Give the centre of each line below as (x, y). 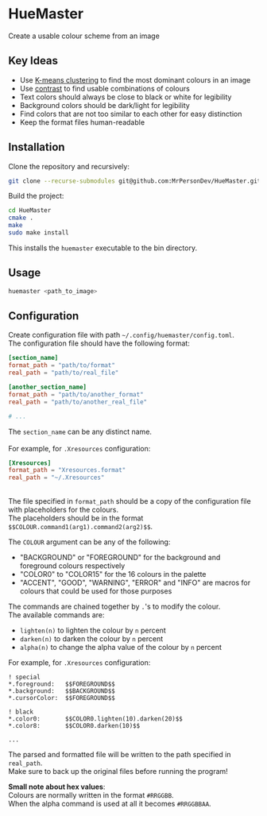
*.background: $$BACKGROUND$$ (62, 691)
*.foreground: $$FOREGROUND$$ (62, 684)
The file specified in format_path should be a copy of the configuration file (130, 501)
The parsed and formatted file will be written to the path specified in (120, 755)
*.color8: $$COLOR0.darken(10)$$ (74, 726)
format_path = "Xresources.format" (67, 470)
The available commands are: (56, 615)
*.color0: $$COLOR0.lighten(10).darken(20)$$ (95, 719)
